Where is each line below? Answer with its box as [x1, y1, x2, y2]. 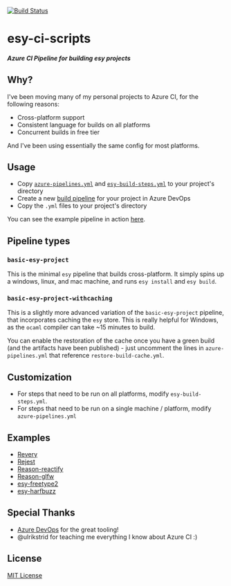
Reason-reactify [17, 465, 64, 473]
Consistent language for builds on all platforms [17, 120, 151, 129]
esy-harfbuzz [17, 487, 57, 495]
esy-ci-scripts [7, 31, 91, 46]
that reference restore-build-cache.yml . [49, 351, 165, 360]
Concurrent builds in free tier [17, 128, 100, 136]
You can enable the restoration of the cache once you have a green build [7, 336, 215, 345]
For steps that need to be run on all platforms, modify [17, 390, 169, 398]
